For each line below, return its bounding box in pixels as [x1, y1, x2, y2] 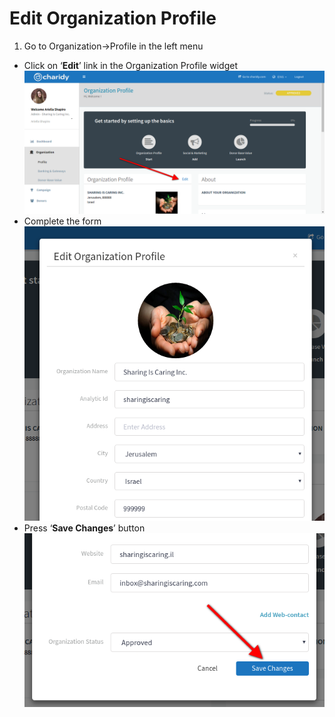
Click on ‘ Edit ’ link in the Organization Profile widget [23, 59, 238, 71]
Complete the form [23, 215, 102, 227]
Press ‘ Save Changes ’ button [23, 522, 146, 534]
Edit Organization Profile [9, 7, 217, 30]
